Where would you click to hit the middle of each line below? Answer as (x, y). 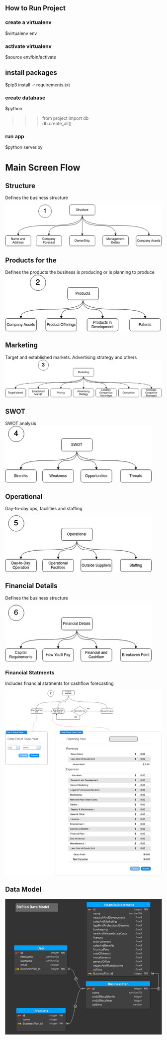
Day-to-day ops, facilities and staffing (44, 508)
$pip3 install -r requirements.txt (38, 85)
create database (25, 98)
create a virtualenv (28, 22)
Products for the (31, 260)
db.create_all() (57, 124)
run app (15, 137)
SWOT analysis (21, 423)
